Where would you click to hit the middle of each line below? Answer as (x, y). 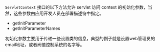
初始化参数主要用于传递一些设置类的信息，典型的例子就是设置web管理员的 (80, 39)
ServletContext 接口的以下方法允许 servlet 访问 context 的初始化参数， (77, 7)
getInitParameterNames (36, 28)
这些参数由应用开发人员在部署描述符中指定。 (58, 13)
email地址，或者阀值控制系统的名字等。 (45, 45)
